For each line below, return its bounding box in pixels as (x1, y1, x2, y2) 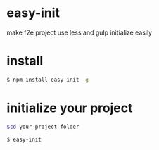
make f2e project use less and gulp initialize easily (6, 28, 153, 37)
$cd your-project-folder (6, 123, 79, 130)
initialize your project (6, 100, 133, 115)
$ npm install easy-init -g (6, 76, 89, 83)
